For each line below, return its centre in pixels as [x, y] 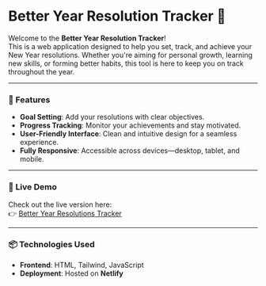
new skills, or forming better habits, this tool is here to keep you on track [126, 63]
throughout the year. [42, 71]
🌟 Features [29, 100]
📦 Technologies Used [51, 245]
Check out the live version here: [60, 204]
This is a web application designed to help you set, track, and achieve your [130, 46]
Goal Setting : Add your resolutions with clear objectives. [112, 117]
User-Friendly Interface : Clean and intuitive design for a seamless [128, 134]
